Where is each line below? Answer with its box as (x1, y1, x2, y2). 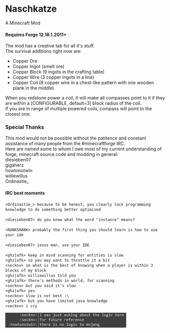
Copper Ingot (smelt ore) (12, 63, 65, 70)
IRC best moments (5, 190, 45, 196)
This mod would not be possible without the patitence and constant (5, 135, 146, 141)
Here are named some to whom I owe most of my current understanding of (5, 146, 162, 152)
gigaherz (5, 162, 24, 168)
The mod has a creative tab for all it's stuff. (5, 43, 95, 49)
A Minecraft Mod (5, 20, 41, 26)
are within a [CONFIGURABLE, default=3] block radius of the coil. (5, 100, 142, 107)
